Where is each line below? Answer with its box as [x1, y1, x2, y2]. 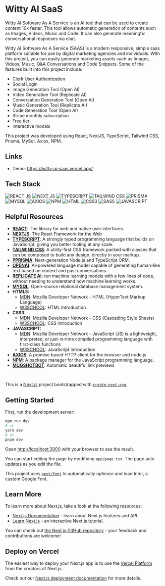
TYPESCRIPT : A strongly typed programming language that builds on [12, 236, 155, 242]
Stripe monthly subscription [12, 112, 69, 118]
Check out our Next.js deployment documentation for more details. [5, 575, 142, 581]
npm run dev [5, 419, 30, 424]
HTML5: [12, 289, 30, 295]
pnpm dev [5, 437, 23, 442]
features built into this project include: [5, 66, 83, 72]
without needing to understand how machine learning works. [12, 278, 137, 284]
